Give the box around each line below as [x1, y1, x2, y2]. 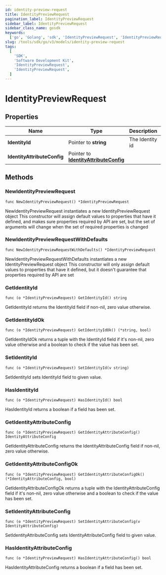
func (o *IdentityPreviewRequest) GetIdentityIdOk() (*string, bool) [5, 328, 152, 333]
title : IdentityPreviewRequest [5, 12, 70, 17]
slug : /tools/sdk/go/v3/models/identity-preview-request [5, 40, 125, 45]
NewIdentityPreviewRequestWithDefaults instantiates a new [5, 256, 127, 262]
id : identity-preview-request [5, 7, 68, 12]
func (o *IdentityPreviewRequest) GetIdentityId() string [5, 295, 127, 300]
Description [129, 127, 158, 134]
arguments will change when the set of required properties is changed [5, 224, 148, 230]
